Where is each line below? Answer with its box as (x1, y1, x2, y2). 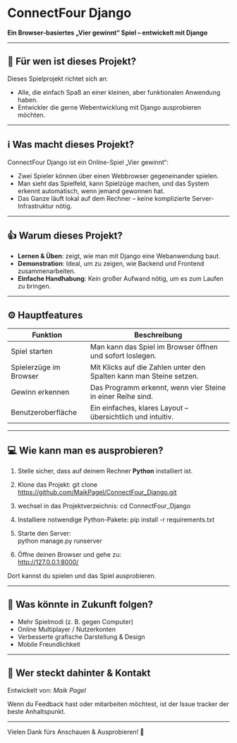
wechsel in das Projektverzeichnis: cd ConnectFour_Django (17, 502, 191, 510)
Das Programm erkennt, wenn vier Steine (90, 383, 226, 393)
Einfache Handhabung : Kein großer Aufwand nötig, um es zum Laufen (17, 275, 224, 283)
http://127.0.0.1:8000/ (17, 558, 79, 566)
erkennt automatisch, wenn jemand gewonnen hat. (17, 186, 165, 195)
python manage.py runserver (17, 536, 102, 545)
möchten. (17, 110, 46, 119)
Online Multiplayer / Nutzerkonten (17, 625, 116, 633)
